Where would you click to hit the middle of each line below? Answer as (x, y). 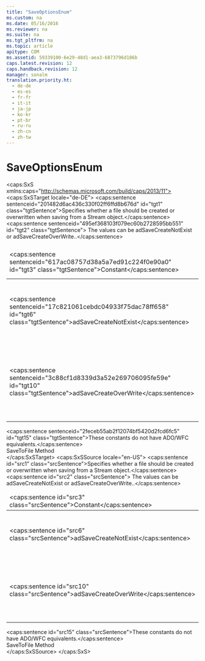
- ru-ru (22, 126)
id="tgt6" (23, 314)
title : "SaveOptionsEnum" (39, 12)
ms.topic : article (30, 47)
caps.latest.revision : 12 (39, 63)
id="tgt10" (25, 385)
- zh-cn (22, 132)
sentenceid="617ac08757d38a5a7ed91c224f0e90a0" (91, 262)
